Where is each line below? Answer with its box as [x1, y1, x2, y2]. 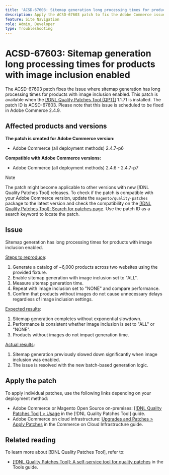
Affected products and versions [5, 122, 107, 131]
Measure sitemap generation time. [12, 280, 84, 286]
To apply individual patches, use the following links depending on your [5, 390, 151, 396]
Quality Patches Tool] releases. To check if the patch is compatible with [5, 190, 153, 196]
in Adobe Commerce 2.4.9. [5, 107, 61, 113]
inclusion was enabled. [12, 357, 60, 363]
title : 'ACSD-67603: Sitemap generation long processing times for [5, 7, 150, 13]
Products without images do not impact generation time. [12, 331, 129, 338]
